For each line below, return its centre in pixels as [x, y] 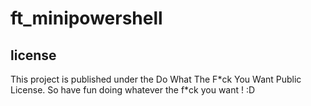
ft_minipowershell [86, 18]
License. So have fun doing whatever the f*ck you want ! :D [133, 90]
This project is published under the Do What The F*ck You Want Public [156, 79]
